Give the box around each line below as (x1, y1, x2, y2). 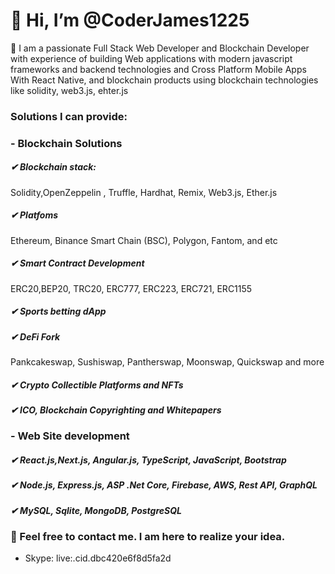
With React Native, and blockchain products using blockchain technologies (10, 74, 319, 86)
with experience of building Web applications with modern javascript (10, 52, 293, 64)
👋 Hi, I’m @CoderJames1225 (10, 9, 250, 32)
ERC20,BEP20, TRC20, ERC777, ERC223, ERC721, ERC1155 (10, 282, 253, 294)
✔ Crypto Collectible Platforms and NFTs (10, 379, 184, 391)
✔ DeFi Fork (10, 330, 61, 343)
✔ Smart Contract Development (10, 257, 145, 269)
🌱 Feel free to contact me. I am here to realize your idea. (10, 530, 286, 544)
